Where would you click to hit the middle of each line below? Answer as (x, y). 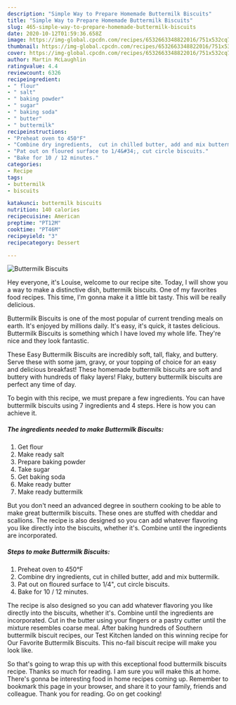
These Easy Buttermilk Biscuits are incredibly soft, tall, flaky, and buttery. (113, 355)
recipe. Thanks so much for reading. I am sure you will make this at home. (114, 672)
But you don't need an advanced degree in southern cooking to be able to (114, 506)
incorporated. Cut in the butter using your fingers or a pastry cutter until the (117, 620)
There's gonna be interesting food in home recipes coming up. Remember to (118, 679)
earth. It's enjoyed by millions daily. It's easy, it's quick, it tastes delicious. (114, 326)
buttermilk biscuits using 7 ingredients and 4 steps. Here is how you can (112, 406)
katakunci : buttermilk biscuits (54, 204)
